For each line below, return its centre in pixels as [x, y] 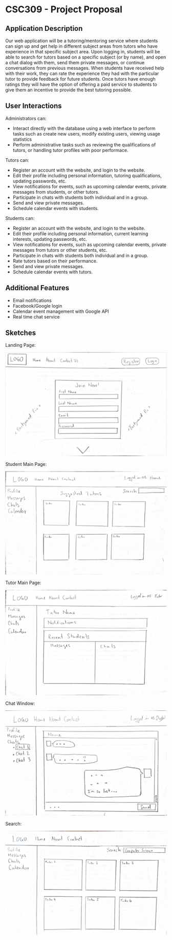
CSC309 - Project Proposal [64, 10]
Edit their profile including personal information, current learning [80, 233]
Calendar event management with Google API [61, 311]
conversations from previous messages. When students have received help [85, 68]
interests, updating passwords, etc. [50, 239]
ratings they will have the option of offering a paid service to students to [81, 84]
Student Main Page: [26, 464]
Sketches [21, 333]
